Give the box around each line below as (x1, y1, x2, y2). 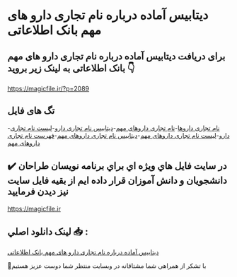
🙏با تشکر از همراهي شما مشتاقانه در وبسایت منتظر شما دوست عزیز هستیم (7, 261, 207, 270)
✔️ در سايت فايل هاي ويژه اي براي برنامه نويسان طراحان (7, 160, 228, 172)
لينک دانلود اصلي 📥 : (7, 226, 88, 238)
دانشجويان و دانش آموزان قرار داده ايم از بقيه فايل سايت (7, 175, 228, 187)
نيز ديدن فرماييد (7, 186, 69, 198)
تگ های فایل (7, 105, 55, 117)
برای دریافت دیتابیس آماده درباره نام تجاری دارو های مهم (7, 50, 226, 62)
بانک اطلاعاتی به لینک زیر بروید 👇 (7, 62, 135, 74)
